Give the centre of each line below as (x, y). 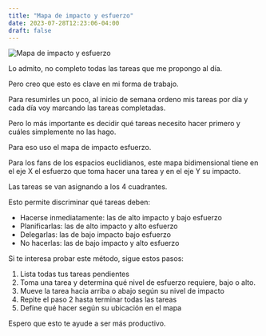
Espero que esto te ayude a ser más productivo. (87, 323)
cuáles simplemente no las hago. (62, 132)
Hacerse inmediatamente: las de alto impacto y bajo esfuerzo (121, 218)
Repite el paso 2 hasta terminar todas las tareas (98, 299)
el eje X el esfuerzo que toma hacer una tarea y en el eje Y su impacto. (125, 172)
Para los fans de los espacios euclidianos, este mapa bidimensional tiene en (133, 163)
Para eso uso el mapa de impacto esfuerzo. (80, 148)
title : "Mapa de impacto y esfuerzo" (71, 16)
